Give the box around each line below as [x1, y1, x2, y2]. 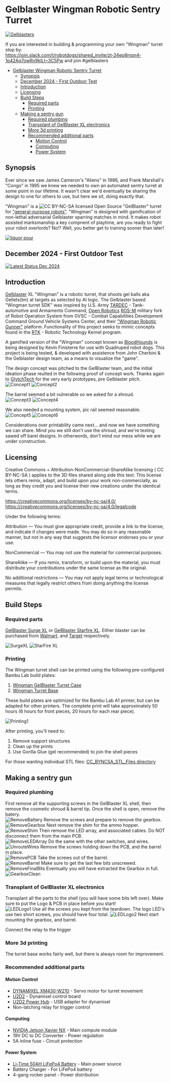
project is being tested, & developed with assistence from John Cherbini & [5, 350, 161, 356]
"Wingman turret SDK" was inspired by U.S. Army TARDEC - [5, 302, 131, 308]
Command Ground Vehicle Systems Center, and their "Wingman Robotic [5, 318, 157, 324]
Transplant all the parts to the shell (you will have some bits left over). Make [5, 895, 164, 901]
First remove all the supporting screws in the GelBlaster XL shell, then [5, 800, 151, 807]
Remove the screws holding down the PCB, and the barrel [40, 843, 161, 850]
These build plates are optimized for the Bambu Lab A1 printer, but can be [5, 697, 160, 703]
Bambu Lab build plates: [5, 672, 56, 678]
